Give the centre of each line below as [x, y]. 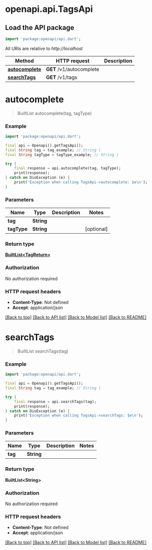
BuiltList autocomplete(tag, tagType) [54, 113]
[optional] [97, 229]
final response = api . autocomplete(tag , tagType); [68, 168]
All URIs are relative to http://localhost [44, 48]
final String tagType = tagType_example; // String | [62, 155]
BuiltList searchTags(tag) [43, 351]
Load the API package [40, 28]
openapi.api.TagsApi [49, 9]
